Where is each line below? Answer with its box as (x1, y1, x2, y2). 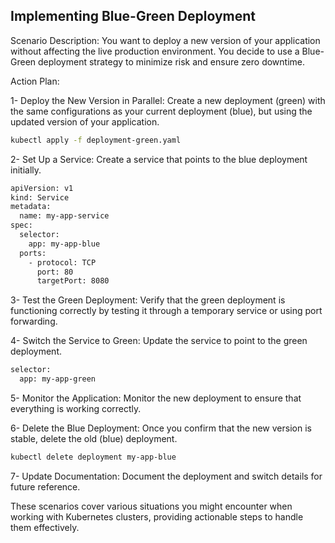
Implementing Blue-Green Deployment (10, 8, 256, 25)
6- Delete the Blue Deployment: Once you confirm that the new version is (10, 422, 312, 434)
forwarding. (10, 315, 58, 328)
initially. (10, 164, 42, 176)
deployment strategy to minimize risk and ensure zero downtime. (38, 55, 306, 68)
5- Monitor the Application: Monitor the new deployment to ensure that (10, 392, 302, 404)
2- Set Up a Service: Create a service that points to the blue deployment (10, 153, 308, 165)
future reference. (10, 480, 81, 493)
